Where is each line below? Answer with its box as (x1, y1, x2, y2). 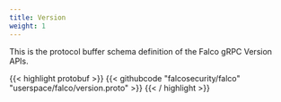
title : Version (9, 13, 66, 22)
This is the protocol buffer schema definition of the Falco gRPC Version (9, 46, 272, 56)
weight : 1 (9, 21, 47, 30)
